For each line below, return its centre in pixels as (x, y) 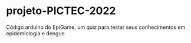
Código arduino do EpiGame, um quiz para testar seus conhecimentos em (96, 27)
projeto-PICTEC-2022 (61, 11)
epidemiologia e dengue (35, 33)
